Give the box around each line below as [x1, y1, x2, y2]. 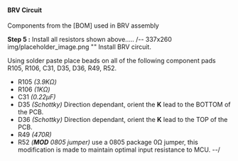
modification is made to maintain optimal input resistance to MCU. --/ [17, 145, 220, 154]
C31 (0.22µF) [17, 93, 56, 101]
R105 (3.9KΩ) [17, 78, 57, 87]
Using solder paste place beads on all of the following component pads [7, 57, 216, 65]
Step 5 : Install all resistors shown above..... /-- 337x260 [7, 35, 172, 44]
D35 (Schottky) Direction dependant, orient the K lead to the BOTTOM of [17, 100, 231, 109]
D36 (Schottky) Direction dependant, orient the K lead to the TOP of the [17, 116, 228, 124]
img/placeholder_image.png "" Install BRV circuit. [7, 43, 151, 51]
